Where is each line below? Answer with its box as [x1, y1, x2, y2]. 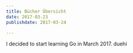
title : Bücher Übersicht [6, 8, 66, 15]
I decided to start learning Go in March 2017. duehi [6, 40, 127, 47]
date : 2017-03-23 [6, 14, 48, 20]
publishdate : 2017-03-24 [6, 19, 66, 25]
